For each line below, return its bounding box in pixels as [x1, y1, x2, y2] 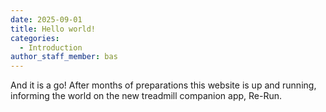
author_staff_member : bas [10, 52, 118, 62]
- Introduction [19, 42, 83, 53]
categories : [10, 33, 60, 43]
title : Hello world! [10, 24, 97, 34]
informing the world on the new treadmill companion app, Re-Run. [10, 90, 283, 102]
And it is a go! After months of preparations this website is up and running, [10, 79, 317, 91]
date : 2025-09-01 [10, 14, 83, 25]
